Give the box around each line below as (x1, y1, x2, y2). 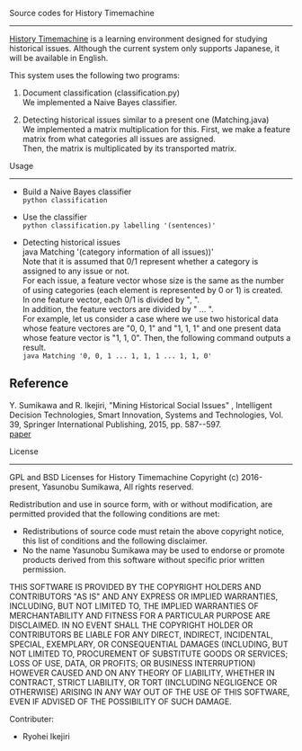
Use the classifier (22, 211, 88, 222)
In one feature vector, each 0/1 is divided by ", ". (22, 294, 200, 305)
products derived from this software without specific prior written (22, 554, 265, 565)
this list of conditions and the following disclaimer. (22, 535, 209, 546)
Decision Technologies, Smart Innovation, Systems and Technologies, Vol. (9, 409, 284, 420)
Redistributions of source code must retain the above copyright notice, (22, 525, 285, 536)
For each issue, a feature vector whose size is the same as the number (22, 275, 285, 286)
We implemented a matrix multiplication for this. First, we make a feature (22, 124, 291, 134)
